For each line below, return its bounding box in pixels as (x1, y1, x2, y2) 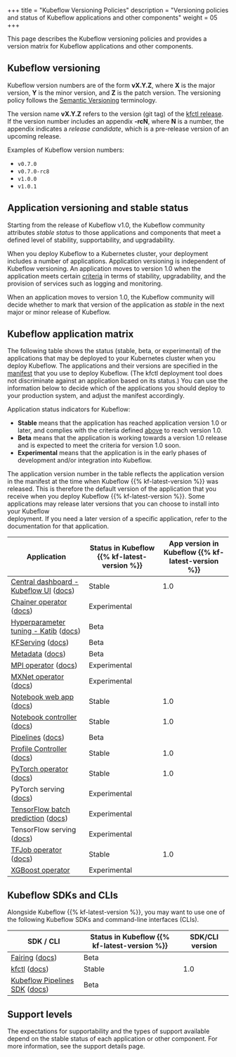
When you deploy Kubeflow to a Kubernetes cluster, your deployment (7, 249, 209, 257)
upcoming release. (7, 132, 62, 140)
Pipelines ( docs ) (11, 733, 65, 743)
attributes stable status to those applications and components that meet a (7, 228, 221, 236)
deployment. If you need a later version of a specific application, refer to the (7, 515, 228, 523)
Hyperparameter (11, 617, 66, 627)
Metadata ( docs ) (11, 649, 66, 659)
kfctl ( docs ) (11, 964, 49, 974)
